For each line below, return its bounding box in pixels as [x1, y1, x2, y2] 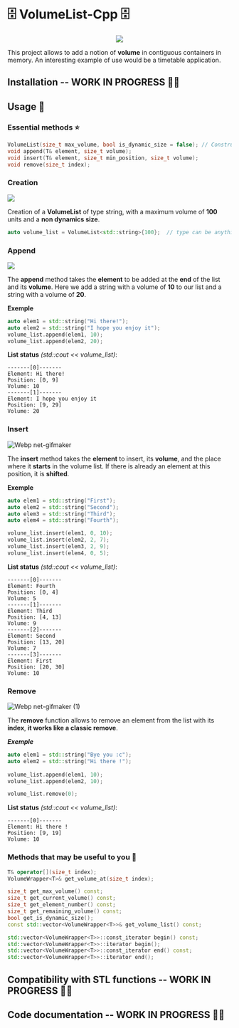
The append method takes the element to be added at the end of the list [7, 275, 221, 283]
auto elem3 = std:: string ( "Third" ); [7, 510, 116, 518]
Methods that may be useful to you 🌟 [7, 852, 137, 862]
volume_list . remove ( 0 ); [7, 790, 78, 798]
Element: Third [7, 607, 53, 614]
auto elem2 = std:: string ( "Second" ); [7, 503, 119, 510]
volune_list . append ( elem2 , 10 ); [7, 777, 103, 785]
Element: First [7, 657, 53, 664]
